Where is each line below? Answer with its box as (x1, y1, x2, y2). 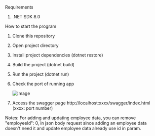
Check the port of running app (12, 81, 74, 87)
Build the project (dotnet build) (12, 62, 75, 67)
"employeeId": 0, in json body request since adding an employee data (5, 120, 147, 126)
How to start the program (5, 23, 57, 29)
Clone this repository (12, 33, 55, 39)
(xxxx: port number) (12, 105, 53, 111)
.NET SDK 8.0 (12, 14, 40, 19)
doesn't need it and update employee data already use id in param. (5, 126, 142, 131)
